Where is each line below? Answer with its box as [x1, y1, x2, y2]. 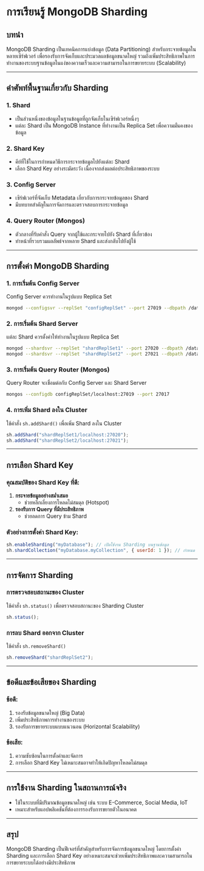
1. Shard [6, 101, 30, 109]
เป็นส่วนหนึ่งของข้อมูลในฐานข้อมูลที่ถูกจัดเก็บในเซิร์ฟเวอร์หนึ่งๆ [15, 115, 139, 122]
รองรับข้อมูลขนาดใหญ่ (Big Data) [15, 709, 85, 716]
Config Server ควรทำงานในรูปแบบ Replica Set [6, 293, 112, 300]
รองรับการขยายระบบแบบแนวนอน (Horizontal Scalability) [15, 723, 140, 730]
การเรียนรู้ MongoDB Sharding [6, 5, 148, 19]
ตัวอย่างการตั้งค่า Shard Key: [6, 528, 79, 537]
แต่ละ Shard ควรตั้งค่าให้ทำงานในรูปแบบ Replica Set [6, 333, 120, 340]
